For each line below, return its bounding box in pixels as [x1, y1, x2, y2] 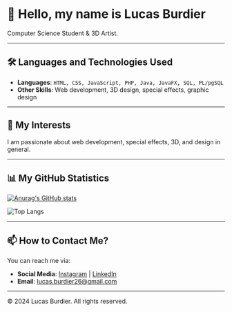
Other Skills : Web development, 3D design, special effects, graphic [17, 86, 209, 94]
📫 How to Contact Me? [7, 235, 109, 246]
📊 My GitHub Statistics [7, 172, 109, 184]
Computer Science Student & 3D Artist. [7, 29, 119, 37]
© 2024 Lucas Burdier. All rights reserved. [7, 297, 128, 306]
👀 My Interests [7, 119, 71, 131]
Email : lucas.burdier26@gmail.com [17, 277, 117, 286]
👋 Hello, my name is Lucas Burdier [7, 6, 206, 22]
